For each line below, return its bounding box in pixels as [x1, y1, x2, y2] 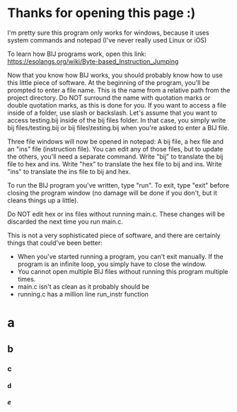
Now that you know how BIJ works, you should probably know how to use [7, 71, 223, 79]
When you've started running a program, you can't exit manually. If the [17, 252, 224, 261]
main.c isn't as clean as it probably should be [17, 282, 150, 291]
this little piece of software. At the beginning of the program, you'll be [7, 78, 210, 86]
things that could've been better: [7, 239, 103, 247]
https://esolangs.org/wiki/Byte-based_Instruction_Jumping [7, 57, 179, 65]
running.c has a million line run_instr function [17, 290, 149, 298]
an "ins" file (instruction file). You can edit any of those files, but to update [7, 144, 224, 153]
